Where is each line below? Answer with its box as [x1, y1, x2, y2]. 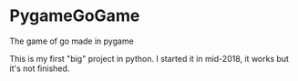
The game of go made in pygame [9, 35, 134, 46]
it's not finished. [9, 63, 70, 74]
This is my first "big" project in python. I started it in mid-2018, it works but [9, 53, 290, 64]
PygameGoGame [9, 5, 140, 26]
